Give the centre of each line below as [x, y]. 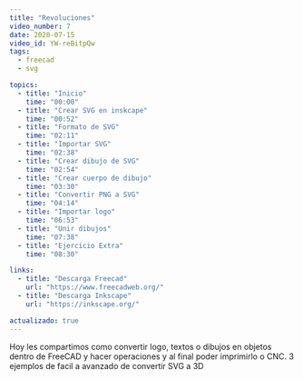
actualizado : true [44, 320]
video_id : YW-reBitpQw [52, 43]
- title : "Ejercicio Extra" [71, 245]
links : [22, 270]
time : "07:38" [52, 237]
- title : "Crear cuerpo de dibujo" [85, 178]
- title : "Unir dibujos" [64, 228]
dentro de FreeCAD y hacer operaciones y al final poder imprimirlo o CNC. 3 [152, 356]
